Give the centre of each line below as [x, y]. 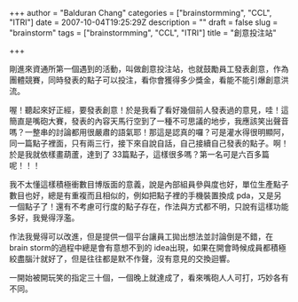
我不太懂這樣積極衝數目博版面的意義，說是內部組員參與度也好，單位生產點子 [149, 184]
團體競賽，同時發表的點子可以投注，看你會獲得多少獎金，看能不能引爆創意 [145, 80]
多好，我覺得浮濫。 [44, 218]
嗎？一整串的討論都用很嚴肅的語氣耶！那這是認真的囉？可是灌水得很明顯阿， [149, 132]
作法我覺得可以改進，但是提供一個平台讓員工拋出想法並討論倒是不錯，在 [141, 236]
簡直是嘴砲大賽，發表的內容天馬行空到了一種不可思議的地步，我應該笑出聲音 [149, 121]
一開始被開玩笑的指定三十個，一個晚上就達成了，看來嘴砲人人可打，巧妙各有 [149, 278]
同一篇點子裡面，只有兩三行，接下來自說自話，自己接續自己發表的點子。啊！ [149, 143]
